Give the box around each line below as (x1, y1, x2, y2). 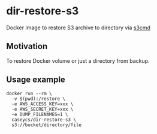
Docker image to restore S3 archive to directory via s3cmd (6, 24, 151, 31)
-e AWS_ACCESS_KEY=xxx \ (11, 100, 74, 107)
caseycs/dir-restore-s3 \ (11, 117, 77, 123)
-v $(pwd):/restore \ (11, 96, 66, 102)
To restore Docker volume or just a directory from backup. (6, 57, 150, 64)
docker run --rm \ (6, 90, 52, 96)
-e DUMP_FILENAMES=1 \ (11, 111, 68, 117)
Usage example (6, 75, 66, 85)
